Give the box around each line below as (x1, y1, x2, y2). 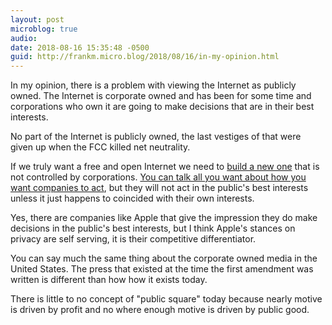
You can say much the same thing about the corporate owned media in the (10, 252, 318, 265)
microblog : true (10, 24, 78, 34)
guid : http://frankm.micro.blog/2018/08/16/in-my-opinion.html (10, 52, 280, 62)
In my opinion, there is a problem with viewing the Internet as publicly (10, 79, 297, 91)
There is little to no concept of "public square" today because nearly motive (10, 293, 323, 305)
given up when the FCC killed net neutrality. (10, 141, 191, 153)
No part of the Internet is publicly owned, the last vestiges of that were (10, 131, 302, 143)
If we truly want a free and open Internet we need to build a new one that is (10, 161, 320, 173)
